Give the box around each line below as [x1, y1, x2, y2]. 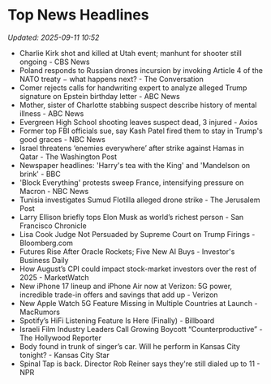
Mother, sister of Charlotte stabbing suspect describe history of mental [19, 100, 257, 110]
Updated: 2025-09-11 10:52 [7, 32, 100, 42]
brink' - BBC [19, 169, 62, 179]
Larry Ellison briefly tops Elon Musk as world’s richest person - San [19, 212, 244, 222]
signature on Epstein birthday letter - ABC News [19, 91, 180, 101]
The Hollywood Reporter [19, 333, 102, 343]
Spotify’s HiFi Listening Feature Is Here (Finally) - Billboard [19, 315, 215, 326]
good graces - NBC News [19, 134, 106, 144]
